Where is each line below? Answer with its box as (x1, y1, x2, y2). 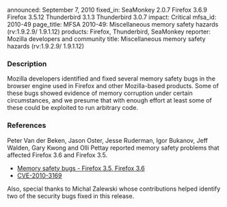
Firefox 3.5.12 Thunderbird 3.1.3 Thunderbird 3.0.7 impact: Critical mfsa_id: (7, 13, 217, 21)
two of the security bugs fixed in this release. (7, 191, 135, 200)
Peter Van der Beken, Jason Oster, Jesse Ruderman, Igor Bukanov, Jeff (7, 136, 209, 144)
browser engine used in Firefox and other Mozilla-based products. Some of (7, 82, 219, 90)
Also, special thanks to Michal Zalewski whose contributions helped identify (7, 184, 221, 193)
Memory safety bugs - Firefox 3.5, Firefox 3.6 (16, 164, 145, 172)
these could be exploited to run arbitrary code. (7, 104, 139, 112)
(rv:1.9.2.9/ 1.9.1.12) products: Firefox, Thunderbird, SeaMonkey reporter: (7, 27, 211, 36)
